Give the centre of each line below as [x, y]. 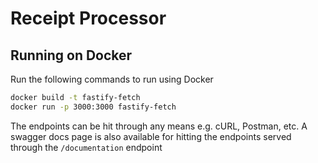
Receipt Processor [88, 18]
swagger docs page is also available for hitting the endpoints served [151, 136]
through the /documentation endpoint [86, 147]
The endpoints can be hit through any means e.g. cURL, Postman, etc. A [159, 126]
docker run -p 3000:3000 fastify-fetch [93, 107]
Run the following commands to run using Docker [112, 79]
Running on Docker [71, 55]
